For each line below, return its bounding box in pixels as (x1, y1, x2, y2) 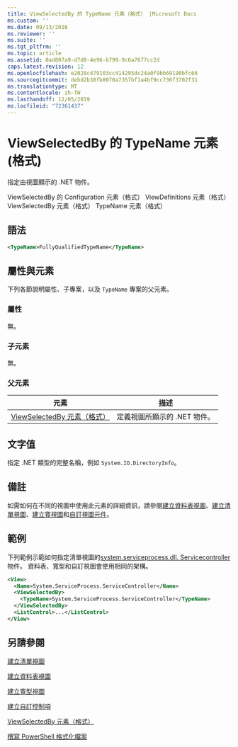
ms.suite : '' (7, 37, 46, 44)
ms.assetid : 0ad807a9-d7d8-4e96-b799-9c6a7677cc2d (7, 57, 160, 64)
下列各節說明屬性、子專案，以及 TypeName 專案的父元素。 (7, 285, 174, 294)
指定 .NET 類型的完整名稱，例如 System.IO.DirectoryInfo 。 (7, 458, 181, 467)
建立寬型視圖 (7, 687, 45, 695)
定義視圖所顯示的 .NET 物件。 (116, 412, 215, 422)
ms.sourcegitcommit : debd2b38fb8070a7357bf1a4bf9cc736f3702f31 (7, 76, 198, 84)
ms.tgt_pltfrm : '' (7, 43, 62, 50)
